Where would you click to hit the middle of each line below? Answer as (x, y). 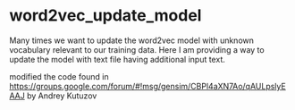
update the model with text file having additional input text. (117, 59)
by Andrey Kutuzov (62, 96)
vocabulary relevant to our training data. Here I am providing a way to (137, 49)
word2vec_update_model (105, 16)
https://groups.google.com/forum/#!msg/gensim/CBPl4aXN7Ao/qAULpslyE (147, 86)
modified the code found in (59, 76)
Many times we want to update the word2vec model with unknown (132, 40)
